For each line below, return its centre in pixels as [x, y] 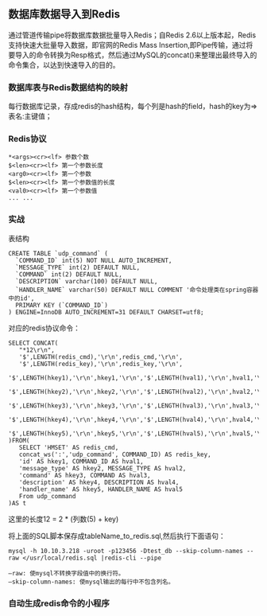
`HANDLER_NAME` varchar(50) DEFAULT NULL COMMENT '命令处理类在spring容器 [137, 290]
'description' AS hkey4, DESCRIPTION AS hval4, [99, 482]
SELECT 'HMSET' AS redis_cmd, [69, 447]
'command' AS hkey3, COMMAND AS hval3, [85, 475]
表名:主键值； [31, 116]
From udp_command [48, 496]
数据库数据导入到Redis [64, 14]
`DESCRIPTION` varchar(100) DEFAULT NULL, [87, 281]
